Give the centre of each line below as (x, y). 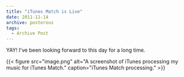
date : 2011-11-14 (27, 17)
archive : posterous (30, 22)
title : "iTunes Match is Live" (44, 11)
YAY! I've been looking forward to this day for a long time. (76, 50)
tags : (13, 28)
